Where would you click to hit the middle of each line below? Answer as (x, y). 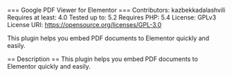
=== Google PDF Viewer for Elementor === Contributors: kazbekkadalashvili (116, 10)
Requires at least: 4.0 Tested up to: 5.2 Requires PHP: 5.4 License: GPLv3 (112, 17)
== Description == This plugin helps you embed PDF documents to (103, 59)
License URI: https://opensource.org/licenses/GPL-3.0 (84, 25)
